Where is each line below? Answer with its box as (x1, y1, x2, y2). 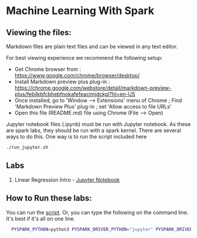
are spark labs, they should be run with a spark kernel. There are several (6, 127, 181, 134)
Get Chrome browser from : (14, 66, 81, 73)
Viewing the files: (6, 28, 72, 38)
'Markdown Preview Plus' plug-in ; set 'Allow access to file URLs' (14, 103, 172, 110)
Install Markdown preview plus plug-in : (14, 78, 110, 85)
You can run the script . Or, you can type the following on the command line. (6, 209, 189, 216)
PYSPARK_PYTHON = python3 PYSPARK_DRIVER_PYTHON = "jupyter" (11, 226, 154, 232)
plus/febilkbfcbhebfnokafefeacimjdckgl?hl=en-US (14, 91, 135, 97)
